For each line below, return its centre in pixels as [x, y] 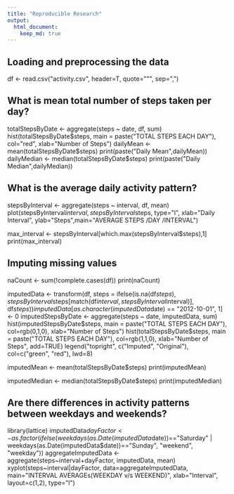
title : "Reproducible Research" [54, 14]
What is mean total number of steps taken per [110, 101]
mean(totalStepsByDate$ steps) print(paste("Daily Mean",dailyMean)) [107, 151]
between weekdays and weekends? [87, 414]
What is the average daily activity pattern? [102, 188]
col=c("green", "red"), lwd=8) [50, 353]
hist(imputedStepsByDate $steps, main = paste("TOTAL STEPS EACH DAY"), [117, 323]
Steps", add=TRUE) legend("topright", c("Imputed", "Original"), [98, 346]
